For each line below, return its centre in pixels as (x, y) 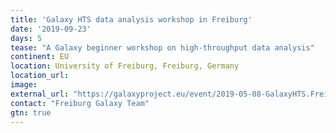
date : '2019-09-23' (51, 29)
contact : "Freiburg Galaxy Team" (80, 103)
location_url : (40, 76)
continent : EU (40, 57)
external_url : (40, 94)
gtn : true (31, 112)
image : (24, 85)
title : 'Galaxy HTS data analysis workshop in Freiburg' (131, 19)
